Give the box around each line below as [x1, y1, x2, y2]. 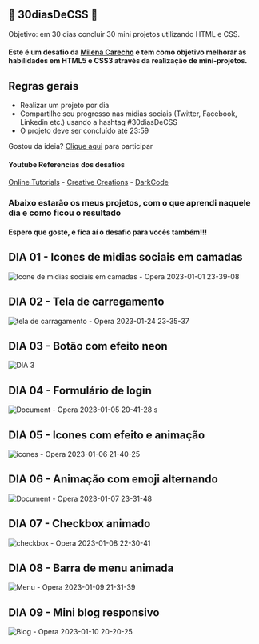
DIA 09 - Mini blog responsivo [8, 606, 160, 619]
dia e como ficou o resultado [8, 207, 122, 218]
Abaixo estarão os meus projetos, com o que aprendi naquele [8, 198, 251, 209]
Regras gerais [8, 79, 79, 93]
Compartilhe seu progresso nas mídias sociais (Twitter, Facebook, [19, 109, 237, 118]
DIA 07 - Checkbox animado [8, 517, 151, 530]
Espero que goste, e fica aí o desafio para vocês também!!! [8, 227, 208, 237]
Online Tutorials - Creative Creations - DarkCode [8, 178, 169, 187]
